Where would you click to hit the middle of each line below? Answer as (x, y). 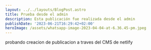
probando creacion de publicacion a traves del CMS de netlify (69, 42)
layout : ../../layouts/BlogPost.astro (45, 10)
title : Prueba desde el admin (37, 14)
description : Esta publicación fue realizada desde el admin (70, 19)
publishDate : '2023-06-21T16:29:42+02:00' (50, 24)
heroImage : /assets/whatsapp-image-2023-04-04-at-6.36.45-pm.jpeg (76, 28)
